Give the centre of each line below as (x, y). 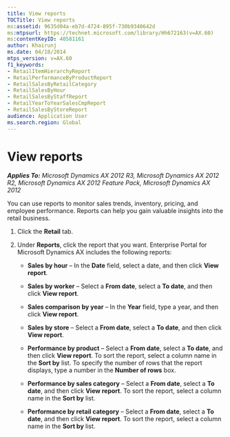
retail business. (29, 218)
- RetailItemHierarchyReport (49, 71)
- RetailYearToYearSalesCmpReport (57, 103)
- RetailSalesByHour (37, 90)
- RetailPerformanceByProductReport (60, 78)
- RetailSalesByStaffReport (48, 97)
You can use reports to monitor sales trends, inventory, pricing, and (103, 203)
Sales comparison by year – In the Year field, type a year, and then (123, 307)
